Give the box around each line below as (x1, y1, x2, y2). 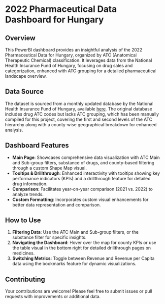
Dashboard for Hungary (5, 14, 104, 25)
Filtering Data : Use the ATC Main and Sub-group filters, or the (12, 229, 139, 235)
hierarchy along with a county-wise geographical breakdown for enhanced (5, 121, 157, 127)
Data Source (5, 88, 44, 96)
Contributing (5, 275, 45, 283)
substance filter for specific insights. (12, 234, 87, 241)
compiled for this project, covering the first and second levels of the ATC (5, 116, 153, 122)
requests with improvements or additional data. (5, 294, 101, 300)
